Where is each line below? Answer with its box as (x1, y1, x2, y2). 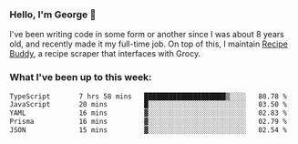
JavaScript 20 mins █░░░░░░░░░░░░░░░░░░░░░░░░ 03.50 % (9, 100, 287, 109)
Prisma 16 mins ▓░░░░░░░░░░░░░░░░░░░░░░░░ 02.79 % (9, 118, 287, 127)
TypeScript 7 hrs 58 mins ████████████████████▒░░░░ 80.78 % (9, 91, 287, 101)
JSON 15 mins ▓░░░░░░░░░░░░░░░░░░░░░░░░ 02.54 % (9, 126, 287, 135)
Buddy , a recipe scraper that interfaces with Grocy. (9, 48, 201, 59)
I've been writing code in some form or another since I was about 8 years (9, 29, 284, 40)
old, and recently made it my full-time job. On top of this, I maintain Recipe (9, 38, 289, 49)
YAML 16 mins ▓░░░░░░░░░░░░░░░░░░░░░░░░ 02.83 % (9, 108, 287, 118)
